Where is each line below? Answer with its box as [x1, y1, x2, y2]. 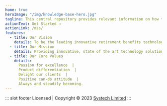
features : [5, 30, 26, 35]
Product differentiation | [18, 68, 77, 73]
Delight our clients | [18, 72, 68, 77]
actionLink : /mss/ [5, 26, 43, 31]
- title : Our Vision [9, 35, 52, 40]
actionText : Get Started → [5, 21, 61, 26]
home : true [5, 7, 28, 12]
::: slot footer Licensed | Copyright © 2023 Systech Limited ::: [5, 95, 131, 101]
